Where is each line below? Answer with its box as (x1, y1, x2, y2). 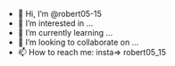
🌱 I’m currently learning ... (17, 28, 113, 37)
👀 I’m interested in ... (17, 18, 94, 29)
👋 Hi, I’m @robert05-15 (17, 9, 103, 19)
